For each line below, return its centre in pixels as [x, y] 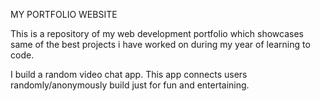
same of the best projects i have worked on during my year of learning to [160, 44]
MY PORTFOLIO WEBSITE [64, 14]
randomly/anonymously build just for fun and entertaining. [130, 85]
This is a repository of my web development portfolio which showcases [157, 33]
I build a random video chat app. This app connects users [129, 74]
